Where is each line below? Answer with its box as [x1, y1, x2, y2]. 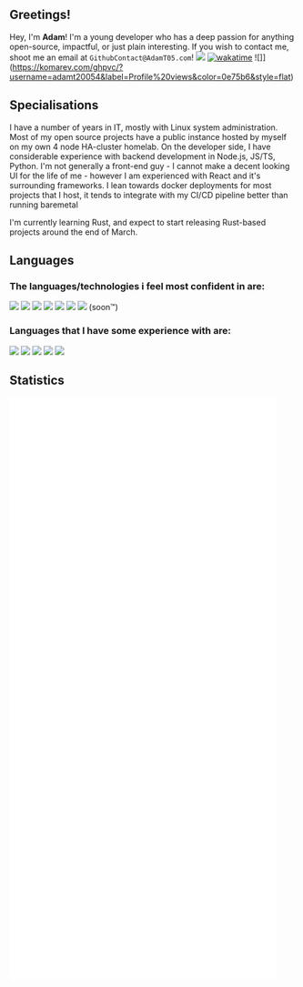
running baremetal [9, 199, 79, 210]
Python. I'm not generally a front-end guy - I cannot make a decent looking [9, 160, 290, 171]
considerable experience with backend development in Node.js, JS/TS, [9, 150, 276, 162]
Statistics [9, 373, 66, 388]
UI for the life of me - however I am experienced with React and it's [9, 170, 261, 181]
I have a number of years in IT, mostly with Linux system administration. [9, 122, 278, 133]
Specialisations [9, 97, 99, 113]
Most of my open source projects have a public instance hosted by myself [9, 131, 288, 142]
